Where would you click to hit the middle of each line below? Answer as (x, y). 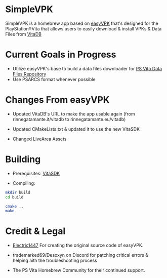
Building (23, 159)
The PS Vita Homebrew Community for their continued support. (79, 270)
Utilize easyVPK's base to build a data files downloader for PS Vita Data (87, 68)
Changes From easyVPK (57, 100)
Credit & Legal (35, 231)
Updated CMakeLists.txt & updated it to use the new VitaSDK (76, 129)
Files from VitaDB (24, 34)
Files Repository (29, 74)
